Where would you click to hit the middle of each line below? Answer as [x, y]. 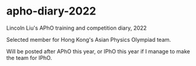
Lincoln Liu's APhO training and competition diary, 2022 [77, 28]
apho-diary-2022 [51, 11]
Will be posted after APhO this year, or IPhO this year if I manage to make [98, 51]
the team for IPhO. [29, 58]
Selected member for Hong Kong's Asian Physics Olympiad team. [89, 39]
